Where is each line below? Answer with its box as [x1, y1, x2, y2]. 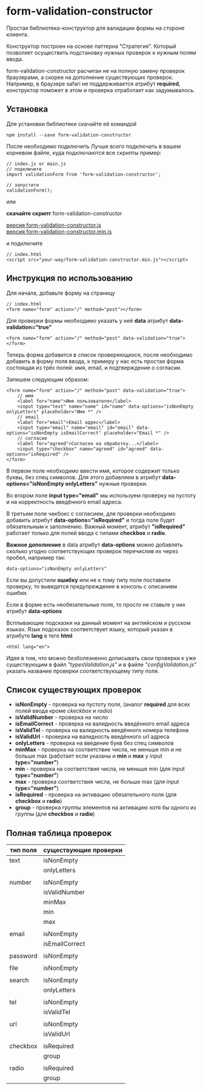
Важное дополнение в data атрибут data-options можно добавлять [6, 541, 183, 548]
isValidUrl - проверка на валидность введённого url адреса [15, 733, 170, 741]
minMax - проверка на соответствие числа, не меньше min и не [15, 746, 182, 753]
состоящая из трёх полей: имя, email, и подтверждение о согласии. [6, 364, 182, 371]
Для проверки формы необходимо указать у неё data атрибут [6, 317, 168, 324]
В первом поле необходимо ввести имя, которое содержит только [6, 467, 180, 474]
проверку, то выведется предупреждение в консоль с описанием [6, 582, 178, 590]
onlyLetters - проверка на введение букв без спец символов [15, 739, 174, 747]
